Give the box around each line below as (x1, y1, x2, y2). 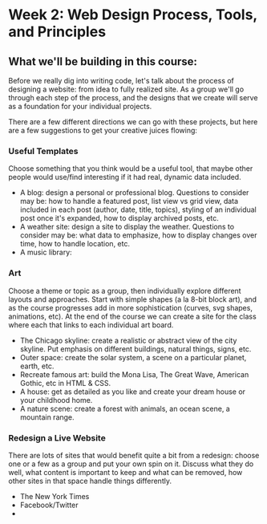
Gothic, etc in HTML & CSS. (19, 378, 111, 388)
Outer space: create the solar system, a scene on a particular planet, (19, 352, 247, 362)
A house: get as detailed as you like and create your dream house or (19, 387, 246, 396)
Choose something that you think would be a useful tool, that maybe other (8, 164, 253, 173)
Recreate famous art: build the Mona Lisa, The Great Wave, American (19, 369, 249, 379)
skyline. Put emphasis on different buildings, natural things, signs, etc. (19, 343, 252, 354)
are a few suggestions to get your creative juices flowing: (8, 126, 198, 135)
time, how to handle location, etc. (19, 239, 131, 249)
